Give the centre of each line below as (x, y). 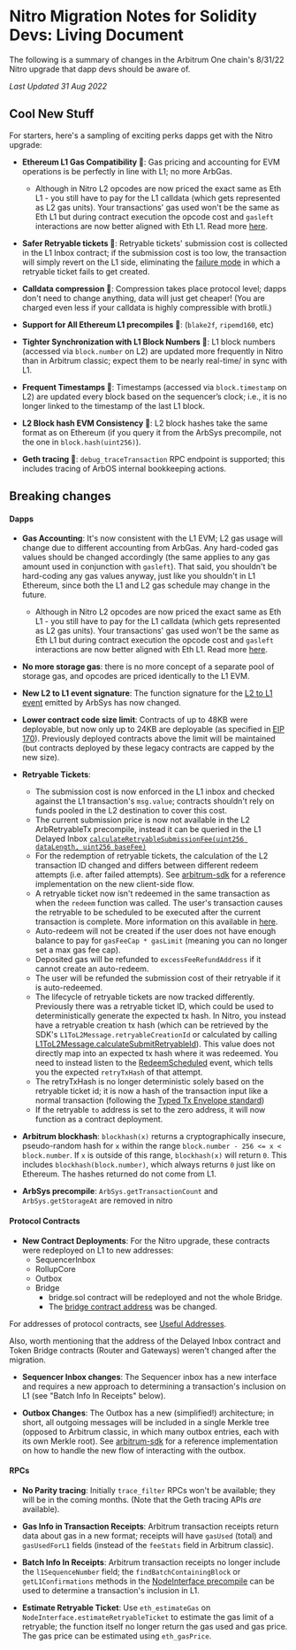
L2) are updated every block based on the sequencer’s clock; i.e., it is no (154, 397)
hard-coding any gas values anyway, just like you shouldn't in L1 (139, 576)
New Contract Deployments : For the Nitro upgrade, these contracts (146, 1240)
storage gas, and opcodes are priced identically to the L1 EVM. (136, 676)
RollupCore (56, 1268)
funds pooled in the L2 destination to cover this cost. (131, 811)
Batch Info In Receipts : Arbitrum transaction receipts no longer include (151, 1562)
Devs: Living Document (96, 35)
